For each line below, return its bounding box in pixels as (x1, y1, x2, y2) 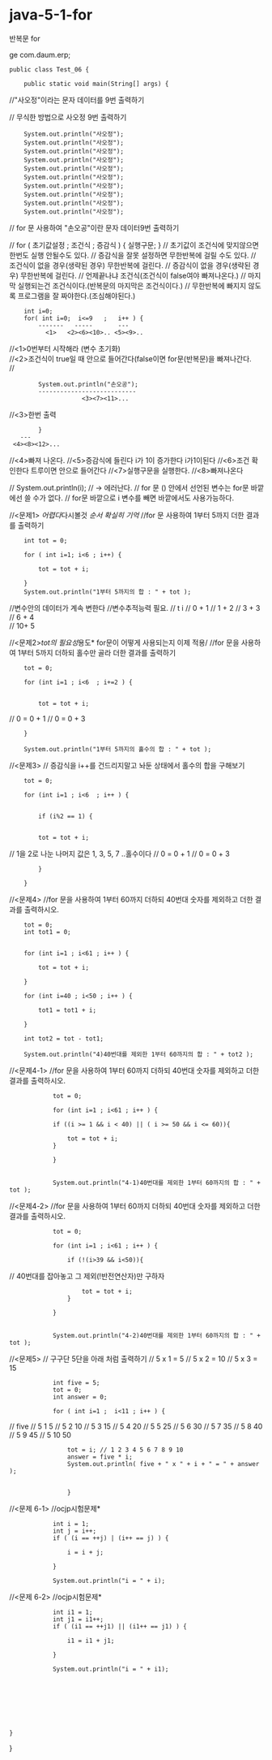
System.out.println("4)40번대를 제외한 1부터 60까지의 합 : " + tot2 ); (23, 1050, 254, 1058)
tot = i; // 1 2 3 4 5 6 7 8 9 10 (66, 1446, 184, 1454)
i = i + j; (66, 1548, 104, 1556)
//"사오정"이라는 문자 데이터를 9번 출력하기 (9, 95, 145, 105)
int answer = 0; (52, 1393, 108, 1401)
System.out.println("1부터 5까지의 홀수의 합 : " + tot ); (23, 745, 212, 753)
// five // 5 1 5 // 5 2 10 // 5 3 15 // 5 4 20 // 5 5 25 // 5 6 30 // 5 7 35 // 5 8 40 (9, 1421, 263, 1431)
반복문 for (9, 33, 41, 43)
